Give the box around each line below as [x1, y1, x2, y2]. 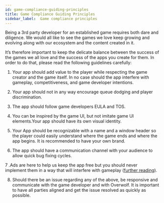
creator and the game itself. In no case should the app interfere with [12, 74, 149, 81]
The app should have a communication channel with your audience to [12, 147, 153, 154]
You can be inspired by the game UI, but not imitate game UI [12, 113, 134, 119]
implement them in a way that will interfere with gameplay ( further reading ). [5, 167, 158, 173]
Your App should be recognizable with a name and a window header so [12, 128, 157, 134]
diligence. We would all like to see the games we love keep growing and [5, 35, 150, 41]
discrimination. [12, 94, 43, 100]
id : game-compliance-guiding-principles [5, 7, 89, 12]
